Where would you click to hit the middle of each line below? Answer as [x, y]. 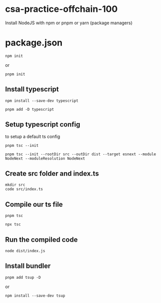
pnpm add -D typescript [30, 109]
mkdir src [15, 185]
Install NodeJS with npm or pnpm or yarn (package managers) [69, 23]
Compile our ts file [34, 204]
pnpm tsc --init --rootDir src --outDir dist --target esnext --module [80, 154]
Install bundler [28, 266]
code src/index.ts [24, 189]
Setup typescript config [43, 125]
